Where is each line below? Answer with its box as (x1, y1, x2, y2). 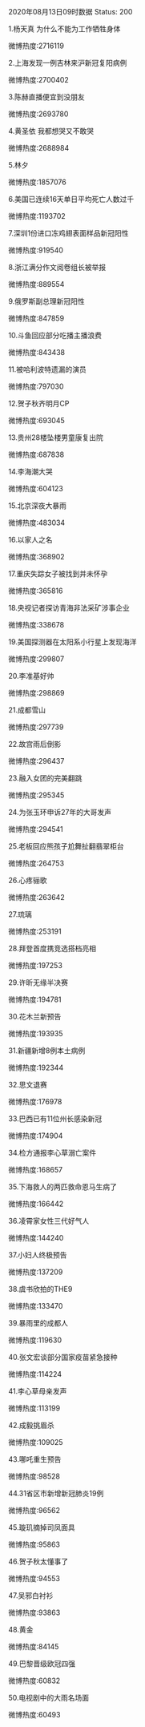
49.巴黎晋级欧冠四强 (8, 1659, 76, 1668)
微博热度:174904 (8, 1131, 63, 1140)
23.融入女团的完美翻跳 (8, 773, 83, 783)
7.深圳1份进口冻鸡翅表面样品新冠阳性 (8, 228, 129, 238)
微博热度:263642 (8, 893, 66, 902)
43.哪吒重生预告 (8, 1455, 62, 1464)
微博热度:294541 (8, 825, 64, 833)
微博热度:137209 (8, 1267, 63, 1277)
